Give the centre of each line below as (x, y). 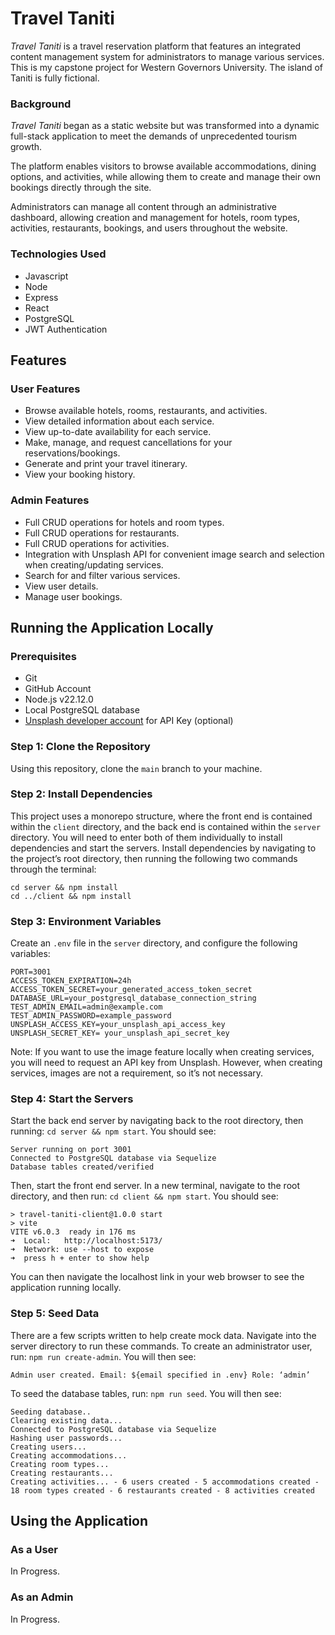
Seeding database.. (51, 1412)
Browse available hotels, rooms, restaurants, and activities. (146, 411)
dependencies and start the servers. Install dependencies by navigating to (163, 848)
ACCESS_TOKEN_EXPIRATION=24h (71, 981)
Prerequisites (43, 656)
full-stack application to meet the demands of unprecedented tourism (154, 136)
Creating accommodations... (69, 1455)
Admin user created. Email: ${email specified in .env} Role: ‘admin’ (160, 1375)
